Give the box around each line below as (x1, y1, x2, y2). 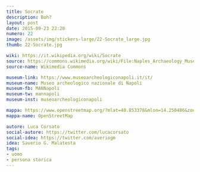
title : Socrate (6, 8, 44, 15)
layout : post (6, 20, 39, 26)
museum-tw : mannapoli (6, 91, 60, 97)
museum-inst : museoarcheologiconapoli (6, 96, 102, 103)
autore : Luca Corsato (6, 123, 60, 130)
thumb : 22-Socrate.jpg (6, 42, 62, 48)
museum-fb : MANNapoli (6, 86, 60, 92)
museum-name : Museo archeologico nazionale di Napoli (6, 80, 143, 86)
